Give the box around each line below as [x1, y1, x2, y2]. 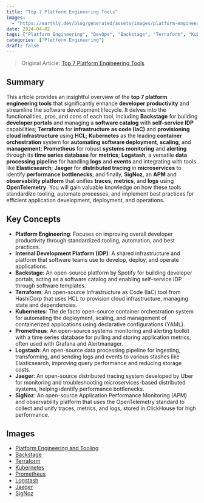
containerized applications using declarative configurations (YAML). [15, 320, 185, 328]
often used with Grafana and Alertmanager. [15, 340, 123, 347]
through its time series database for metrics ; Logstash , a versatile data [6, 151, 187, 159]
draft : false [6, 43, 39, 49]
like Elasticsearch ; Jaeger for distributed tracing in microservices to [6, 164, 182, 171]
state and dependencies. [15, 301, 78, 309]
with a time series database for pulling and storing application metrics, [15, 334, 191, 341]
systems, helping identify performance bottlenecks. [15, 385, 144, 392]
